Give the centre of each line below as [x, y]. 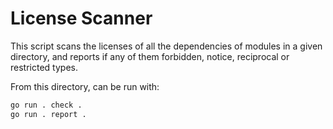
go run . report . [48, 114]
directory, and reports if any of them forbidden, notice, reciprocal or [150, 56]
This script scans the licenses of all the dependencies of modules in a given [166, 46]
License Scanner [81, 18]
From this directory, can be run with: [85, 86]
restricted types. [44, 67]
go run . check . [46, 105]
